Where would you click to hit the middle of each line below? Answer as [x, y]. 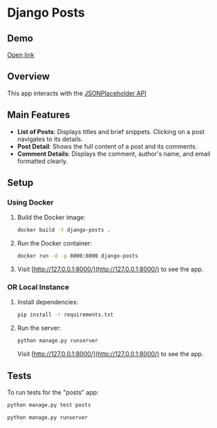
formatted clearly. [43, 161]
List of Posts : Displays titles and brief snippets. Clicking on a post [111, 131]
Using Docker [30, 202]
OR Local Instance [38, 287]
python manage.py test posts [49, 405]
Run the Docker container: [54, 243]
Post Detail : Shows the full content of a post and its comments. [107, 146]
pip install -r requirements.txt [65, 315]
